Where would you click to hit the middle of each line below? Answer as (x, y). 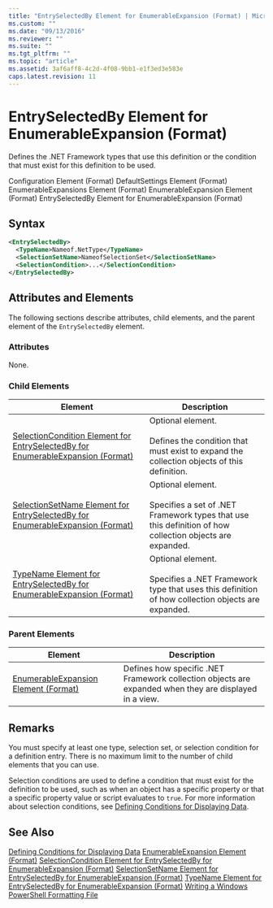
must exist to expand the (196, 451)
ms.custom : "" (32, 24)
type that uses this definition (204, 589)
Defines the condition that (199, 441)
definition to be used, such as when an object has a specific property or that (136, 789)
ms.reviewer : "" (36, 39)
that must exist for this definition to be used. (82, 165)
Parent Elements (41, 634)
